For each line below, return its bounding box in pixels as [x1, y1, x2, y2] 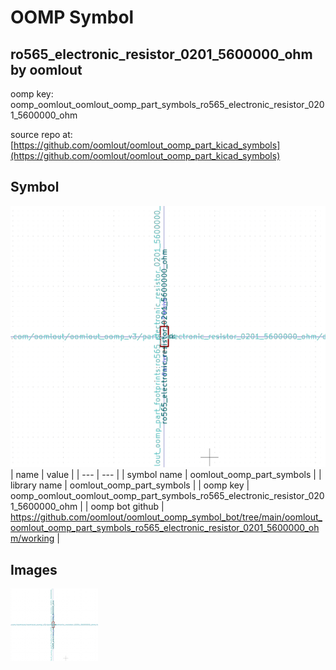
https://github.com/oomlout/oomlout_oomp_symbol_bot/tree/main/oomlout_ [10, 511, 323, 523]
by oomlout [10, 61, 83, 78]
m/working [10, 532, 55, 545]
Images [10, 561, 58, 578]
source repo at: [10, 129, 73, 140]
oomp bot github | [90, 501, 165, 513]
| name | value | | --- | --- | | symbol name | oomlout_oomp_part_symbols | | [10, 469, 322, 481]
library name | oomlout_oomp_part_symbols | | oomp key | [10, 479, 250, 491]
